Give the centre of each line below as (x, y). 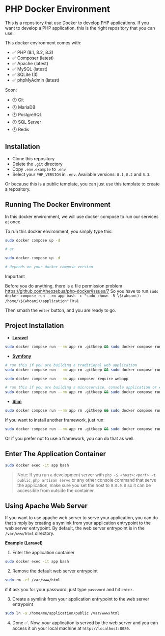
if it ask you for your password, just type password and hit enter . (69, 590)
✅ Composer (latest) (33, 58)
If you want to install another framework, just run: (55, 420)
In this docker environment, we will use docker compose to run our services (82, 216)
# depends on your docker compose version (49, 267)
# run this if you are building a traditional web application (71, 365)
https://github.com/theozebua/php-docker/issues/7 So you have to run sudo (82, 291)
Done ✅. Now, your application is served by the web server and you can (85, 623)
